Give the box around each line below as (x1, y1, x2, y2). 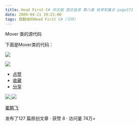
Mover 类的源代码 (5, 31, 42, 37)
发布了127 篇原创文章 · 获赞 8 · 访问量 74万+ (5, 115, 96, 121)
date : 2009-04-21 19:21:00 (5, 12, 62, 17)
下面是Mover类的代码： (5, 42, 54, 48)
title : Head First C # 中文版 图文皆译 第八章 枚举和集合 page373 (5, 7, 133, 13)
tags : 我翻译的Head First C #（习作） (5, 17, 78, 22)
